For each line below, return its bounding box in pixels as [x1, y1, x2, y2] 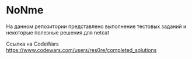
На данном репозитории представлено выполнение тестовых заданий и [6, 23, 187, 30]
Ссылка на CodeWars [6, 40, 60, 47]
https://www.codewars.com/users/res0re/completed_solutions [6, 46, 157, 53]
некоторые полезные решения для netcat [6, 29, 110, 36]
